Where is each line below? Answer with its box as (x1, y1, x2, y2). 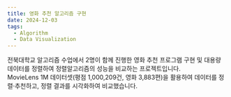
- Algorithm (13, 29, 49, 37)
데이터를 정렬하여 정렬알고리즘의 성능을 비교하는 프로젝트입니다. (7, 64, 181, 73)
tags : (7, 23, 23, 30)
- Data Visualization (13, 36, 77, 43)
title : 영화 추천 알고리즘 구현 (7, 10, 87, 17)
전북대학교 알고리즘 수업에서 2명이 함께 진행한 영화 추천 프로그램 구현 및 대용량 (7, 56, 221, 64)
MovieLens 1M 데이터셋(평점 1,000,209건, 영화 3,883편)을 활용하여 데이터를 (7, 73, 218, 82)
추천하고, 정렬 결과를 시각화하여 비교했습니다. (14, 82, 138, 90)
